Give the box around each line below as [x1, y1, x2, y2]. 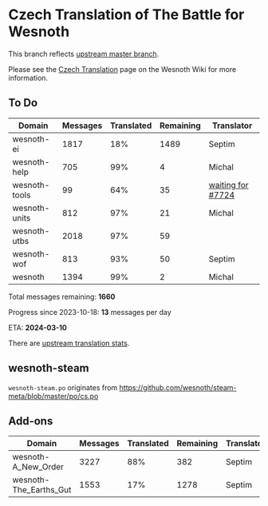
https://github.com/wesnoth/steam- [119, 382, 237, 392]
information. [8, 73, 49, 82]
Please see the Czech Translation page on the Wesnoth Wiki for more [8, 64, 237, 74]
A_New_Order [12, 461, 64, 472]
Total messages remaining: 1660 [8, 292, 116, 301]
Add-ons [8, 414, 53, 428]
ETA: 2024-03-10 [8, 322, 68, 333]
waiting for [208, 179, 249, 190]
